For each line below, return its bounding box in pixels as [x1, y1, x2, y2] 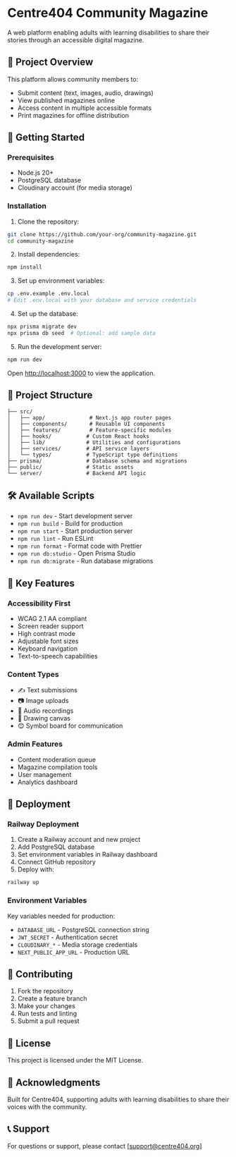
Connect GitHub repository [17, 858, 97, 867]
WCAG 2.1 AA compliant [17, 615, 87, 623]
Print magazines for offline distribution [17, 111, 129, 119]
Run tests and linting [17, 1010, 77, 1018]
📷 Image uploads [17, 697, 69, 705]
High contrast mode [17, 630, 76, 638]
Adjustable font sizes [17, 637, 79, 646]
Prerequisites [7, 153, 54, 163]
